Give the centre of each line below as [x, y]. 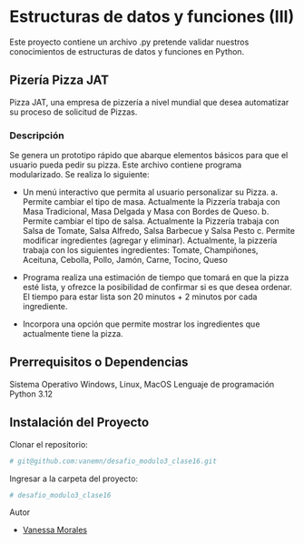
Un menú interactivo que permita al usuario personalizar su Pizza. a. [150, 192]
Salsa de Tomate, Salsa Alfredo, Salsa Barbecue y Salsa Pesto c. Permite [158, 231]
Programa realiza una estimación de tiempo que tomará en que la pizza [156, 277]
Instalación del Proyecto [79, 423]
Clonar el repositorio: [49, 444]
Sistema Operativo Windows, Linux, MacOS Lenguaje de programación [142, 384]
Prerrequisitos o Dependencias [99, 363]
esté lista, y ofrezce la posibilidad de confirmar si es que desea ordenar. [157, 287]
